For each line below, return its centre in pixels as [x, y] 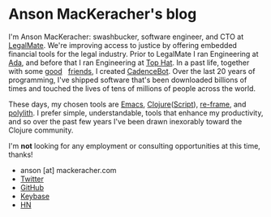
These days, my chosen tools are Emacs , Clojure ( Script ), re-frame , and [127, 104]
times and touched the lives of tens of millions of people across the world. [132, 88]
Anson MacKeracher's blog [103, 14]
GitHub [32, 187]
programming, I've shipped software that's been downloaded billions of [128, 80]
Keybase [35, 196]
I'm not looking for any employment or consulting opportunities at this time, [135, 145]
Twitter [32, 179]
